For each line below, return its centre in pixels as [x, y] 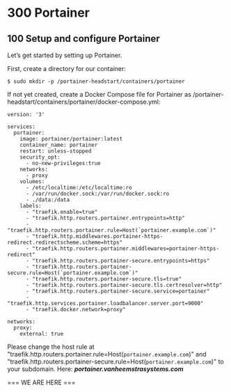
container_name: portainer [59, 145]
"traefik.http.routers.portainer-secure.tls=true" [107, 279]
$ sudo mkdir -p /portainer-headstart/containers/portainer [96, 81]
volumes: [32, 182]
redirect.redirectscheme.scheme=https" [65, 242]
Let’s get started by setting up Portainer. [65, 55]
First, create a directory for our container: [67, 69]
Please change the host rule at [51, 347]
